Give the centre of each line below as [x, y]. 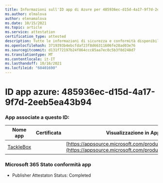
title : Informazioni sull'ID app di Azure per [53, 9]
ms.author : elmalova [26, 14]
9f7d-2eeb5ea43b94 [49, 102]
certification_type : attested [36, 37]
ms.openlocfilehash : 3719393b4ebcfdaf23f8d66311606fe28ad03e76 [70, 46]
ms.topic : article [24, 28]
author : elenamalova [26, 18]
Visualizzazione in [128, 133]
